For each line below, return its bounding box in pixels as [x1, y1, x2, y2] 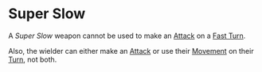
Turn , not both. [8, 55, 57, 64]
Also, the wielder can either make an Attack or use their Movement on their [8, 46, 254, 55]
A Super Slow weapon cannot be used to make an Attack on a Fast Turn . [8, 31, 246, 40]
